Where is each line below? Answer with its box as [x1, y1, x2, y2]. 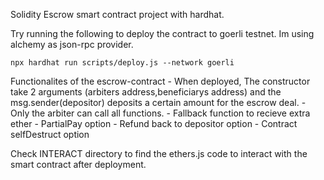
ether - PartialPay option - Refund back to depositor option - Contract [10, 118, 298, 129]
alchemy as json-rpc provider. [10, 39, 134, 50]
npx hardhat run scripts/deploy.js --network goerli [10, 58, 235, 68]
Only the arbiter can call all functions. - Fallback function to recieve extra [10, 107, 311, 119]
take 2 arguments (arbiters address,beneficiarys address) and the [10, 86, 282, 98]
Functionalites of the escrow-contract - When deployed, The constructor [10, 75, 311, 87]
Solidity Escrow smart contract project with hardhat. [10, 9, 225, 20]
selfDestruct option [10, 129, 90, 140]
